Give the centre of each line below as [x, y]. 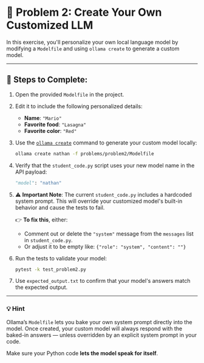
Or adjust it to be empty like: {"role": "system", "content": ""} [105, 246]
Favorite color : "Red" [50, 131]
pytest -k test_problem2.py [50, 270]
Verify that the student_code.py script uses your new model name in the [105, 165]
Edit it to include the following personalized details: [79, 106]
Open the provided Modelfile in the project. [70, 94]
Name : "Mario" [43, 118]
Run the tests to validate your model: [61, 258]
